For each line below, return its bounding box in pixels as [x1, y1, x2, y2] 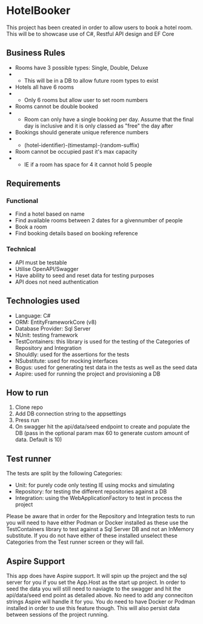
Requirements [6, 179, 61, 189]
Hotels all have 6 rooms [15, 83, 75, 91]
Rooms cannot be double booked [15, 103, 98, 110]
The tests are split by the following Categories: [6, 470, 123, 477]
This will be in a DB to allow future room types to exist [24, 77, 159, 84]
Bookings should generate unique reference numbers [15, 128, 148, 135]
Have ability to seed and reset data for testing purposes [15, 272, 155, 279]
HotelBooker [6, 4, 71, 18]
